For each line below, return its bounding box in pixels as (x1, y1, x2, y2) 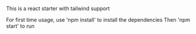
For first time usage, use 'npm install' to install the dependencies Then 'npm (6, 16, 190, 23)
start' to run (6, 23, 35, 29)
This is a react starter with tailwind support (6, 5, 110, 12)
